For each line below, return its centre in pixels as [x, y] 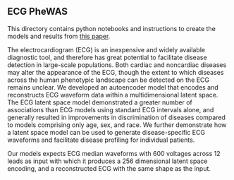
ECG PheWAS [38, 12]
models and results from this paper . [59, 36]
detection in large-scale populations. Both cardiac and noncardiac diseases [117, 65]
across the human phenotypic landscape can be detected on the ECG [109, 80]
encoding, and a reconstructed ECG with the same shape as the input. [109, 168]
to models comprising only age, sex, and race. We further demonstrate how [117, 125]
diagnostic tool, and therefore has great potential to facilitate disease [107, 57]
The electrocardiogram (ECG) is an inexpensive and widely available [106, 49]
